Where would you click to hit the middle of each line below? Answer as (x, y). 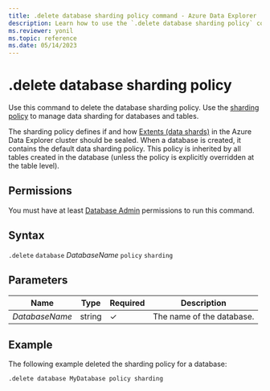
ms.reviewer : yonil (41, 31)
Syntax (27, 236)
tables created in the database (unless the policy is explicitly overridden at (131, 157)
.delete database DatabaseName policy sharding (91, 255)
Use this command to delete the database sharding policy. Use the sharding (134, 108)
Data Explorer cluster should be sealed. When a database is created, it (125, 141)
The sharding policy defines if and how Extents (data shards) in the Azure (130, 132)
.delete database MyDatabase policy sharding (86, 379)
